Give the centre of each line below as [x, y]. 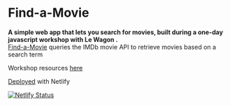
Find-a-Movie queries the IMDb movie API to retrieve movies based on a [112, 47]
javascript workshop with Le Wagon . [63, 39]
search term [26, 54]
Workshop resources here [45, 68]
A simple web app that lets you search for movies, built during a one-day [115, 32]
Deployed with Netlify [39, 81]
